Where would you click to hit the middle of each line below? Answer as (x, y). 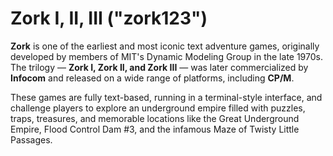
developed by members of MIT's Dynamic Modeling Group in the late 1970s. (166, 56)
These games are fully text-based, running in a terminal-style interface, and (166, 97)
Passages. (31, 139)
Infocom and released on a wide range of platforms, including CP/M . (152, 78)
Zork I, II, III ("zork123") (109, 18)
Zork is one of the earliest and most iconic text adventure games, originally (165, 46)
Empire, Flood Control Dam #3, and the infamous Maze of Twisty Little (155, 129)
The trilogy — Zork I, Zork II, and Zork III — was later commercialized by (159, 67)
